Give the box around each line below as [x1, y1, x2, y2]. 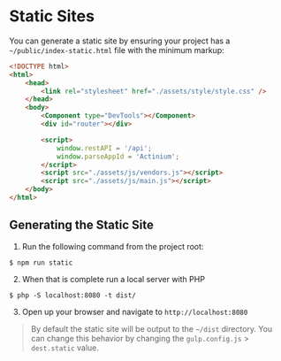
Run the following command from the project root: [21, 241, 204, 251]
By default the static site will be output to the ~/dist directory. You [30, 323, 273, 334]
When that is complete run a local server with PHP [21, 273, 206, 284]
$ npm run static [9, 258, 73, 267]
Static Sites [9, 6, 95, 27]
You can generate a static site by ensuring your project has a [9, 35, 231, 46]
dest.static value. [30, 342, 100, 353]
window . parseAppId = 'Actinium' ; [56, 152, 179, 161]
